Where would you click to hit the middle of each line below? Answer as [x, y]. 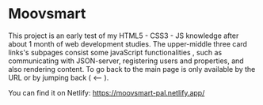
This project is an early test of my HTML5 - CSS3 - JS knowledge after [124, 36]
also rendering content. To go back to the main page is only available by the [132, 69]
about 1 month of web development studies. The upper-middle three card [128, 43]
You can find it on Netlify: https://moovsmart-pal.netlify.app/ [107, 92]
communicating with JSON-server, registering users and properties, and [126, 61]
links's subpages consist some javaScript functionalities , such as [115, 52]
